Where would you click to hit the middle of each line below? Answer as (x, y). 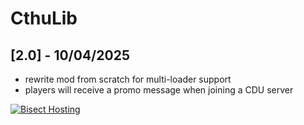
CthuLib (44, 18)
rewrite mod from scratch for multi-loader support (128, 79)
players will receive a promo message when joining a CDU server (159, 90)
